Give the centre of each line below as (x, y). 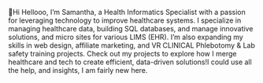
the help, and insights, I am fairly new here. (78, 70)
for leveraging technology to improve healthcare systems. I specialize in (125, 20)
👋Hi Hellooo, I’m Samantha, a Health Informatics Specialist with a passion (127, 12)
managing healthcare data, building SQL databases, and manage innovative (131, 29)
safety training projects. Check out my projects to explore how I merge (122, 54)
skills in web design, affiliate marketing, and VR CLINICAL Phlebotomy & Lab (132, 45)
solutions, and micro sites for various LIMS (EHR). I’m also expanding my (126, 37)
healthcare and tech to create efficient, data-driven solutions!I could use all (130, 62)
